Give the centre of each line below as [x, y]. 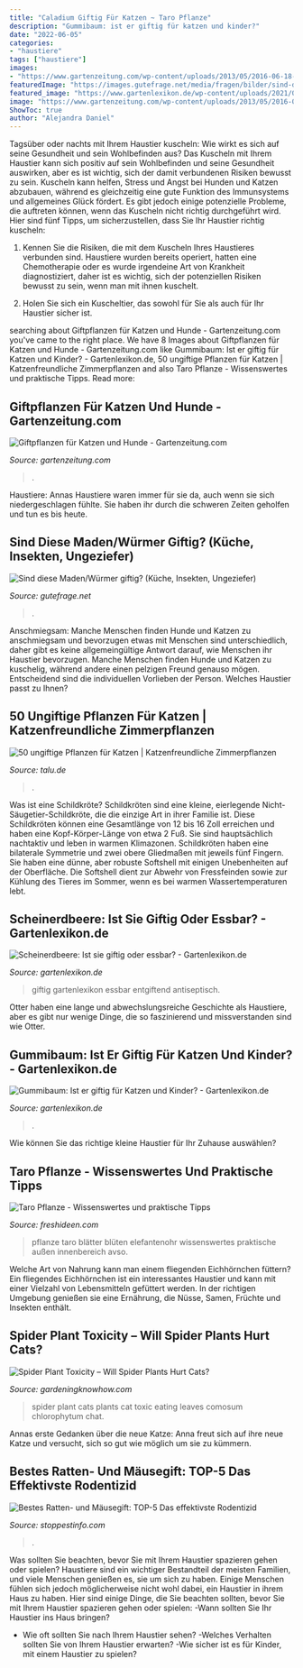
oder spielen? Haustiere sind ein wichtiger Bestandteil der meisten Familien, [150, 1569]
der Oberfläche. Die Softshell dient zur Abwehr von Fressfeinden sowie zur [148, 872]
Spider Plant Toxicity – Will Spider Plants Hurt [140, 1336]
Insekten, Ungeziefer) [72, 557]
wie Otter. [28, 1026]
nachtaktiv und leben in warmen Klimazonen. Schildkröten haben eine [139, 843]
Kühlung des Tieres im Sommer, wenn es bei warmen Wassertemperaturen [148, 881]
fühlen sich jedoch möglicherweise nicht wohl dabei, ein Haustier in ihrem [147, 1589]
